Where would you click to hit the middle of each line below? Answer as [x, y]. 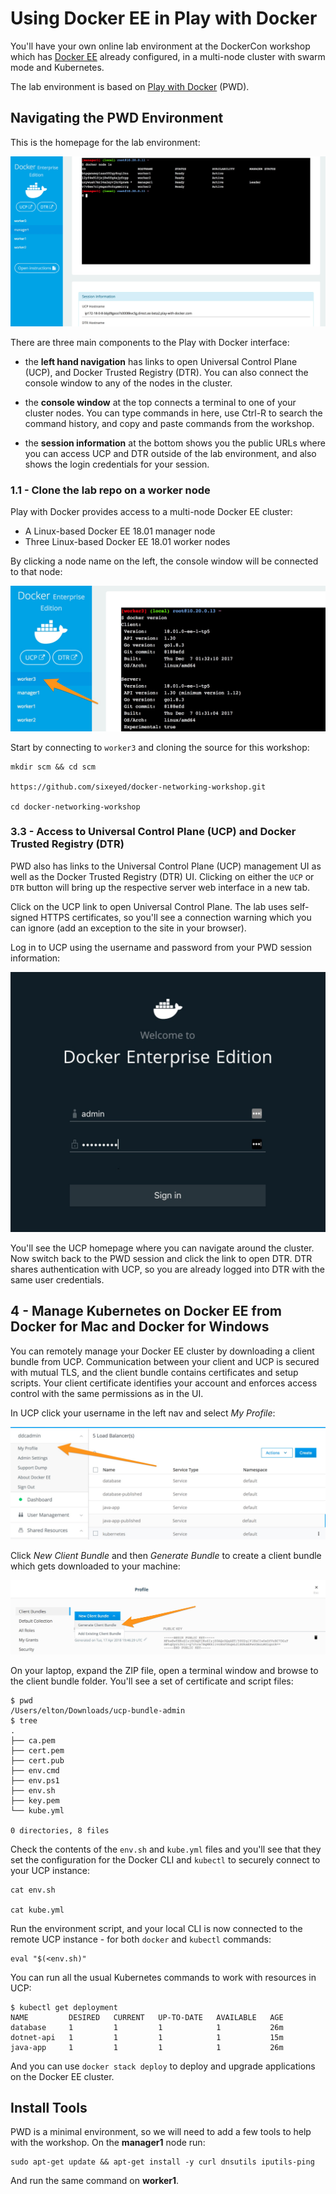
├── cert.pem [37, 1750]
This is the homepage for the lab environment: [105, 142]
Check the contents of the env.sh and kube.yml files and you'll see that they [166, 1849]
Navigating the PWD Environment [117, 118]
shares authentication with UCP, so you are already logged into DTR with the [167, 1269]
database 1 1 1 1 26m [147, 2027]
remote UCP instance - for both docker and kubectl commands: [141, 1939]
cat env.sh [33, 1890]
